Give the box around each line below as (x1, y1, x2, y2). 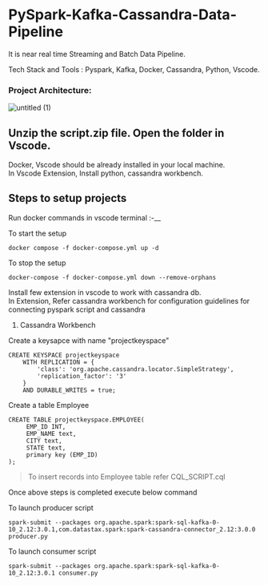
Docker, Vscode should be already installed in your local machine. (8, 160, 226, 170)
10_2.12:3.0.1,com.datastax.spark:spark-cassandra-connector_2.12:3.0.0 (8, 525, 256, 534)
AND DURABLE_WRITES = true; (22, 386, 116, 394)
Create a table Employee (8, 400, 90, 409)
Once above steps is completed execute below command (8, 487, 198, 497)
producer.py (8, 532, 48, 540)
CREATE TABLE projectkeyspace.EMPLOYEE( (8, 415, 146, 424)
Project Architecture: (8, 84, 92, 95)
